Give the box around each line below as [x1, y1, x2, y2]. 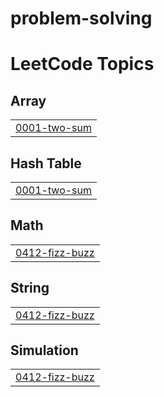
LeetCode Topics [10, 53, 155, 76]
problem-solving [10, 7, 153, 30]
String [10, 280, 50, 297]
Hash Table [10, 155, 82, 172]
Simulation [10, 342, 79, 359]
